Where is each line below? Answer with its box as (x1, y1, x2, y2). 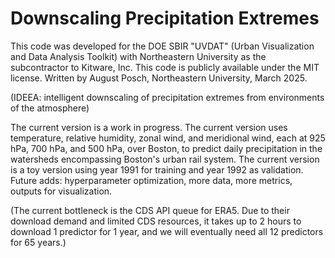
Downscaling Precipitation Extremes (10, 7, 320, 30)
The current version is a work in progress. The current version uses (10, 121, 288, 133)
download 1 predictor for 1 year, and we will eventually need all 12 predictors (10, 225, 324, 237)
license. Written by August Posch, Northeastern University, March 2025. (10, 72, 308, 84)
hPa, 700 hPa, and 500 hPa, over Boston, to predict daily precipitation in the (10, 142, 323, 154)
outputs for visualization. (10, 185, 113, 197)
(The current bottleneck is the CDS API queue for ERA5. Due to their (10, 204, 290, 216)
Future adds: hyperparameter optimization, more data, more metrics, (10, 174, 293, 186)
